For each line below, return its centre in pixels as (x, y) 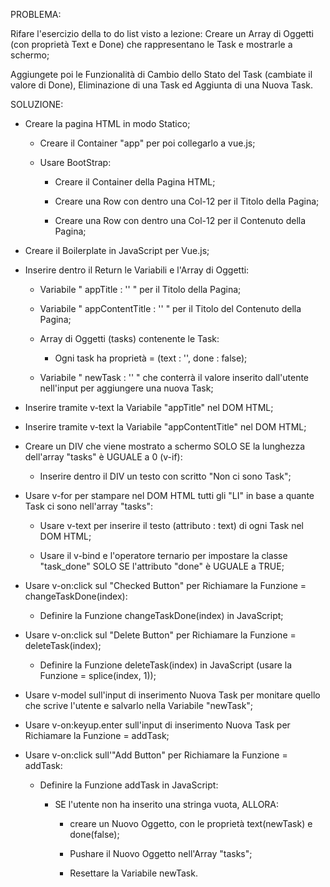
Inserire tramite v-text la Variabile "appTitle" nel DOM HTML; (149, 407)
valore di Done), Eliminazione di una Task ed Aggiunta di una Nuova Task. (162, 85)
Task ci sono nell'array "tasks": (88, 506)
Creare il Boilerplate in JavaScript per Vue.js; (117, 250)
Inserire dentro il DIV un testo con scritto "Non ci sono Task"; (165, 476)
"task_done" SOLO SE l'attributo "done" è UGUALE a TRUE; (162, 566)
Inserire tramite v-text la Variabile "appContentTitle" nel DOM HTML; (165, 427)
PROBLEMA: (36, 14)
